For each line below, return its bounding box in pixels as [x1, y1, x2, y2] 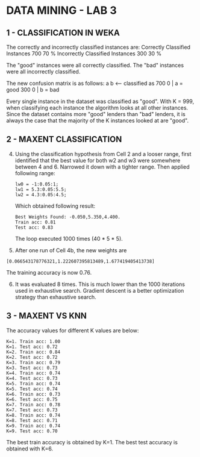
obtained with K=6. [6, 445, 53, 452]
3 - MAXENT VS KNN [6, 311, 87, 321]
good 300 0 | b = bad [6, 86, 60, 93]
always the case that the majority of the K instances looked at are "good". [6, 117, 189, 124]
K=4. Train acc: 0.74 [6, 370, 61, 376]
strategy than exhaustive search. [14, 293, 96, 300]
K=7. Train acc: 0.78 [6, 402, 61, 408]
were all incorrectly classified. [6, 68, 81, 75]
